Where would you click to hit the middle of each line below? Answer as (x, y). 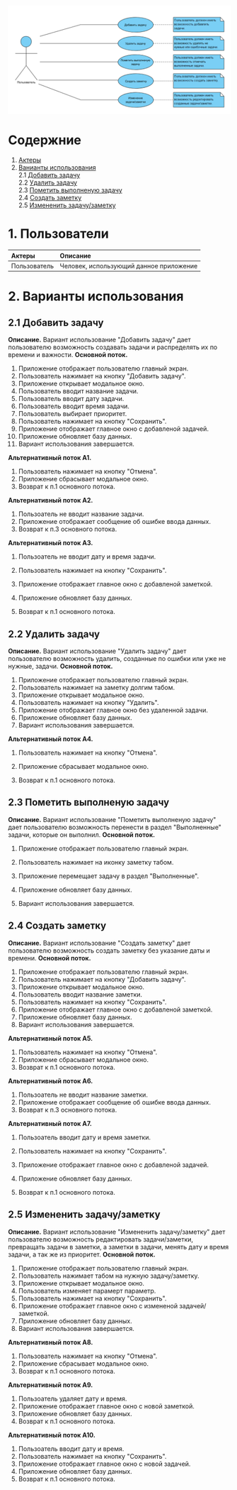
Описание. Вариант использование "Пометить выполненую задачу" (112, 819)
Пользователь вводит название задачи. (78, 391)
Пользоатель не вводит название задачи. (81, 514)
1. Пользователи (58, 234)
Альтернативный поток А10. (52, 1435)
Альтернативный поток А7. (50, 1123)
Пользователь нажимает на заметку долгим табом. (97, 688)
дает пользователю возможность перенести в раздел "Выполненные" (115, 827)
